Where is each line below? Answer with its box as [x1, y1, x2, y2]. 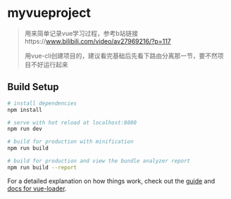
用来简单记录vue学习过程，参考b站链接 [24, 29, 139, 37]
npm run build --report [7, 164, 77, 171]
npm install [7, 106, 42, 113]
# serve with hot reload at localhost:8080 [7, 119, 137, 126]
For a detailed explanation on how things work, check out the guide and [7, 176, 216, 185]
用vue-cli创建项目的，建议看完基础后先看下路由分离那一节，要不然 [24, 51, 218, 60]
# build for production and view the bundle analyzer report [7, 158, 191, 165]
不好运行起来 [30, 60, 68, 68]
